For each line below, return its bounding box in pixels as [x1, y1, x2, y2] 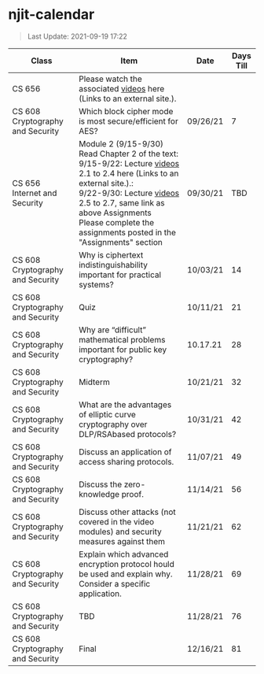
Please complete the [78, 217, 155, 228]
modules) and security [78, 526, 163, 537]
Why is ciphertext [78, 250, 144, 261]
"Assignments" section [78, 236, 163, 247]
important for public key [78, 344, 167, 355]
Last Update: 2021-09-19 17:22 [27, 31, 128, 41]
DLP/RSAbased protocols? [78, 428, 177, 439]
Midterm [78, 376, 110, 387]
